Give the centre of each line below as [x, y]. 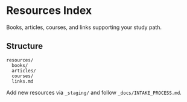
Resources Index [49, 11]
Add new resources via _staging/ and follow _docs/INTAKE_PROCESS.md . [94, 92]
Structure [25, 46]
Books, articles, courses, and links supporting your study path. [84, 27]
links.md [23, 81]
